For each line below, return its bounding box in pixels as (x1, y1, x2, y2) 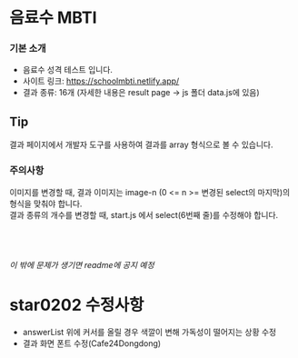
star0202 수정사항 (9, 294, 144, 315)
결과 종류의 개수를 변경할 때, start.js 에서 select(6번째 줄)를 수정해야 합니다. (9, 209, 279, 220)
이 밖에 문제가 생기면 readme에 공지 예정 (9, 259, 154, 270)
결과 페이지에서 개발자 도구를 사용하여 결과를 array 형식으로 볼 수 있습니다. (9, 139, 273, 150)
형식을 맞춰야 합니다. (9, 198, 83, 209)
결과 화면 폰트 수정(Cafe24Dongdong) (22, 337, 162, 349)
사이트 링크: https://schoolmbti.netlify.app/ (22, 75, 180, 86)
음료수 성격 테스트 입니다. (22, 65, 114, 75)
